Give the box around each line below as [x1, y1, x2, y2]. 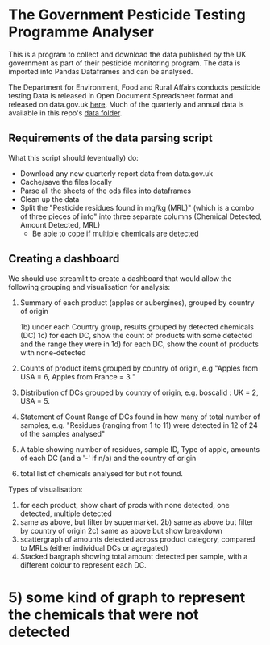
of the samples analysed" [19, 429, 106, 438]
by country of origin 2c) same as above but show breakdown [19, 526, 223, 535]
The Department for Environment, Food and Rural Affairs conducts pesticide [8, 82, 261, 92]
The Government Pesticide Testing [8, 6, 246, 24]
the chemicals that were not [8, 605, 199, 623]
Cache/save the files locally [19, 177, 113, 186]
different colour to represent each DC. [19, 559, 147, 570]
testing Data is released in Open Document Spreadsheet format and [8, 90, 234, 100]
